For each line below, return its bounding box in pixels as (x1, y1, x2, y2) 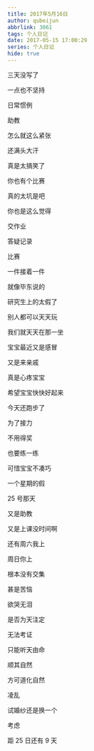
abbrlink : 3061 (7, 23, 53, 31)
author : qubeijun (7, 17, 59, 24)
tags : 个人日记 (7, 30, 48, 38)
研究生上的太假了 (7, 297, 58, 306)
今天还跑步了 (7, 403, 45, 411)
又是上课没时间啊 (7, 524, 58, 532)
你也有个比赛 (7, 176, 45, 185)
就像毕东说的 (7, 282, 45, 290)
